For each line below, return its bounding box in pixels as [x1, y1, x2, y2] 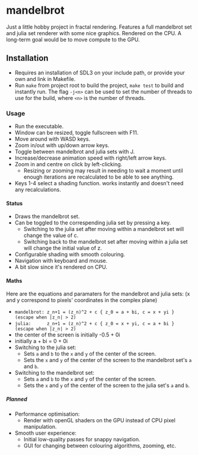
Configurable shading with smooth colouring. [14, 251, 126, 258]
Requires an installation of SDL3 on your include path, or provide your [14, 69, 185, 76]
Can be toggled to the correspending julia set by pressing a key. [14, 219, 171, 226]
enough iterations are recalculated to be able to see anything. [23, 173, 174, 180]
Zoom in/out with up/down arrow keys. [14, 142, 110, 149]
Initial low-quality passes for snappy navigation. [23, 436, 140, 443]
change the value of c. [23, 232, 79, 239]
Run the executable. [14, 123, 64, 130]
